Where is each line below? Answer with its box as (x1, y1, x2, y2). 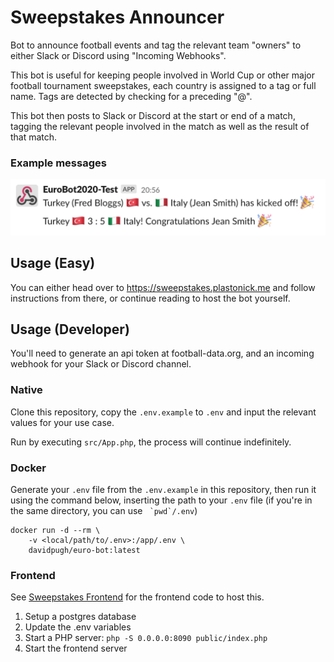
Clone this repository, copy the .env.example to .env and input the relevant (10, 406, 317, 418)
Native (10, 383, 43, 397)
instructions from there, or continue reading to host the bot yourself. (10, 292, 291, 304)
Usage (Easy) (10, 255, 96, 272)
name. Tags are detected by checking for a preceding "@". (10, 90, 253, 102)
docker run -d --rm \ (10, 526, 101, 536)
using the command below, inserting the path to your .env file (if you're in (10, 494, 313, 506)
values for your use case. (10, 416, 115, 428)
